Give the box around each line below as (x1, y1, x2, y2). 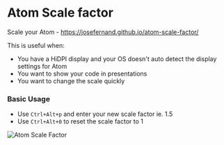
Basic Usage (7, 94, 51, 103)
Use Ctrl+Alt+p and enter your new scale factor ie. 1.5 (17, 110, 173, 119)
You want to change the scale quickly (17, 76, 125, 85)
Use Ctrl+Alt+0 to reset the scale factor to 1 (17, 117, 144, 126)
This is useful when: (7, 41, 65, 49)
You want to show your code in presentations (17, 69, 147, 78)
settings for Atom (17, 62, 67, 70)
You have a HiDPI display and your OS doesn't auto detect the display (17, 54, 217, 63)
